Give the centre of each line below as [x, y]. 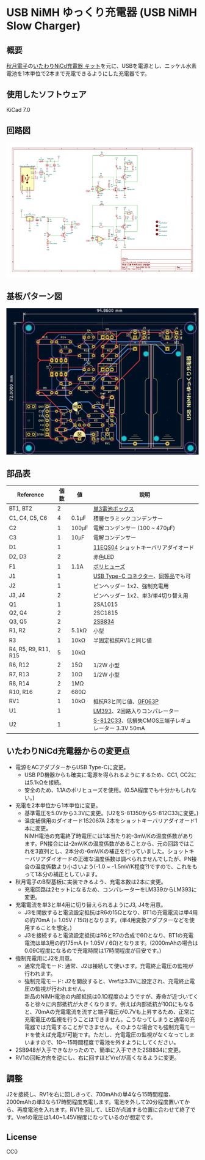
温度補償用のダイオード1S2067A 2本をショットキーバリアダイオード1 [111, 821]
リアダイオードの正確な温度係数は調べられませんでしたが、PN [113, 859]
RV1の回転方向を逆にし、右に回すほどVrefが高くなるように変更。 [97, 1057]
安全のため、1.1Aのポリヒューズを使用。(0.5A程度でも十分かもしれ [108, 790]
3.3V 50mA [130, 728]
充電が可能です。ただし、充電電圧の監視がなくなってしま [123, 1035]
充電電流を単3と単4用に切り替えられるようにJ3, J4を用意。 [91, 904]
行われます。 [40, 973]
